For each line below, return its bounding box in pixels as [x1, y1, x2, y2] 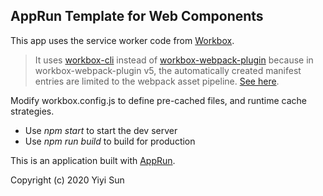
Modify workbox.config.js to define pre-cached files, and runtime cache [10, 94, 307, 106]
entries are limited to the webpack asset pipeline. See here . [34, 75, 280, 87]
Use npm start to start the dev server [24, 124, 178, 136]
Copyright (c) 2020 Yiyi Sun [10, 174, 125, 186]
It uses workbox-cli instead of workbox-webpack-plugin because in [34, 54, 314, 66]
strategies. [10, 105, 55, 117]
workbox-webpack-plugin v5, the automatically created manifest [34, 64, 302, 76]
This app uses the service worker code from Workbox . [10, 34, 235, 46]
